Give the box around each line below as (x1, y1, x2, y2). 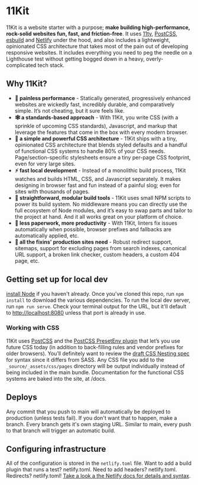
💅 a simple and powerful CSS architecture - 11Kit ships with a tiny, (14, 135, 177, 142)
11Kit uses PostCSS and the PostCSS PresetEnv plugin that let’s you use (6, 337, 180, 344)
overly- (145, 55, 164, 62)
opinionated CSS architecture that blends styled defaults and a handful (14, 141, 188, 148)
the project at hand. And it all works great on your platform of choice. (14, 213, 183, 220)
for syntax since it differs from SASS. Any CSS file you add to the (6, 356, 164, 363)
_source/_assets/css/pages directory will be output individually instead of (6, 362, 185, 369)
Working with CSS (6, 324, 60, 332)
